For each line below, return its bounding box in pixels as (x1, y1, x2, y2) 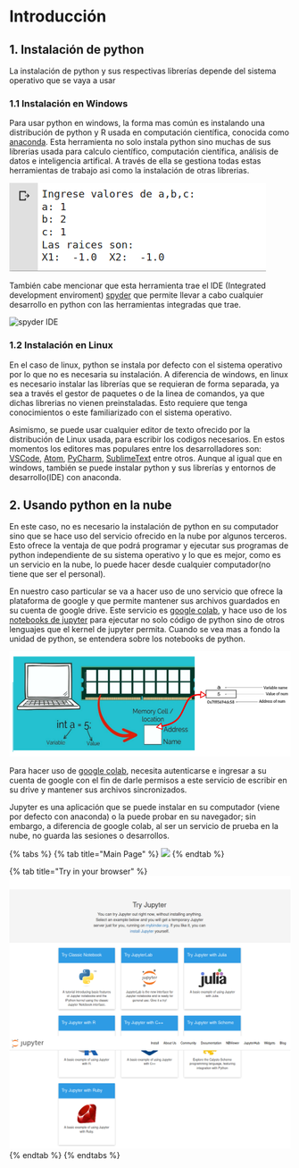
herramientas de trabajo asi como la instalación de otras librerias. (9, 165, 250, 176)
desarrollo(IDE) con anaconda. (9, 471, 122, 482)
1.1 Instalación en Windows (9, 97, 129, 109)
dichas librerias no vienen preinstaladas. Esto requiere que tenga (9, 397, 248, 408)
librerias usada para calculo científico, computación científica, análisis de (9, 146, 279, 157)
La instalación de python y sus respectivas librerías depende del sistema (9, 65, 277, 76)
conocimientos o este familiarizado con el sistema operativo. (9, 407, 232, 418)
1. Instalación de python (9, 42, 145, 57)
